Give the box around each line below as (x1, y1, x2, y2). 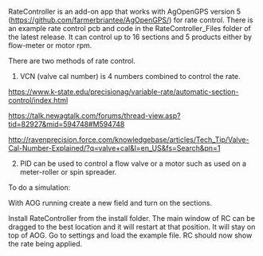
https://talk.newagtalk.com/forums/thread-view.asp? (8, 111, 181, 120)
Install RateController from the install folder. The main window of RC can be (8, 214, 255, 223)
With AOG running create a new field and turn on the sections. (8, 199, 213, 207)
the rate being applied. (8, 239, 83, 248)
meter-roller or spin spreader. (19, 167, 117, 176)
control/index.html (8, 96, 69, 104)
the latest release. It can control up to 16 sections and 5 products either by (8, 32, 253, 41)
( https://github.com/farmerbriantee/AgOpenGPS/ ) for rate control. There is (8, 15, 253, 25)
